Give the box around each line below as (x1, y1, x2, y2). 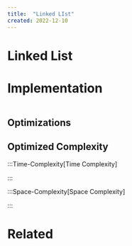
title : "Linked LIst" (7, 10, 75, 18)
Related (7, 226, 53, 242)
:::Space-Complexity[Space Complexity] (7, 187, 126, 196)
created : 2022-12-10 (7, 17, 69, 24)
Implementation (7, 80, 103, 96)
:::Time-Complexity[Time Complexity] (7, 159, 118, 168)
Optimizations (7, 117, 71, 129)
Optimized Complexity (7, 141, 109, 153)
